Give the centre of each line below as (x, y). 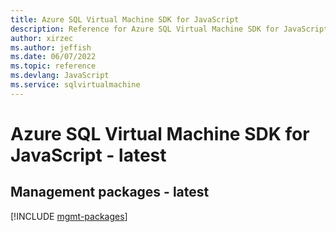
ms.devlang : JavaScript (60, 76)
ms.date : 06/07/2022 (53, 57)
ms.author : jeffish (51, 47)
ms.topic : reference (53, 66)
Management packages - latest (110, 192)
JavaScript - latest (88, 155)
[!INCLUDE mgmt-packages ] (69, 216)
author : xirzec (42, 38)
